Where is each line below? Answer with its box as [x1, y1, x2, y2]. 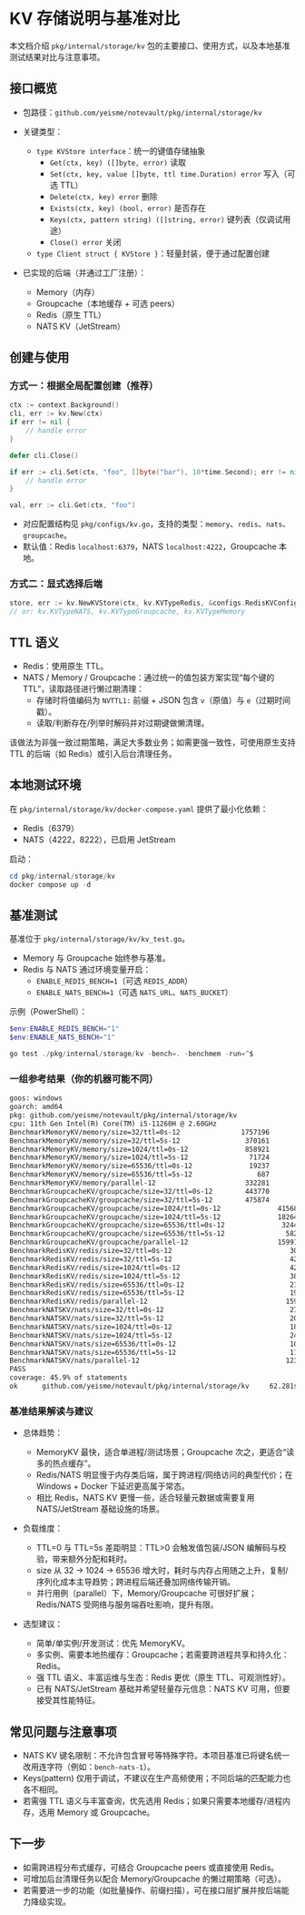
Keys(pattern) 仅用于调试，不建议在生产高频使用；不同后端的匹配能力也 [22, 1773, 291, 1784]
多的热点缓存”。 [35, 1458, 96, 1469]
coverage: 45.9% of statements [9, 1373, 128, 1382]
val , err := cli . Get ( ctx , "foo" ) [9, 501, 136, 510]
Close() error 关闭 [49, 236, 122, 247]
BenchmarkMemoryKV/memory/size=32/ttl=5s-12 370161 [9, 1136, 271, 1146]
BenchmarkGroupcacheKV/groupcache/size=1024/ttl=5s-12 [9, 1212, 221, 1221]
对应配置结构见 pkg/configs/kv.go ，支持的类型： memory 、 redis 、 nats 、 [22, 518, 290, 529]
